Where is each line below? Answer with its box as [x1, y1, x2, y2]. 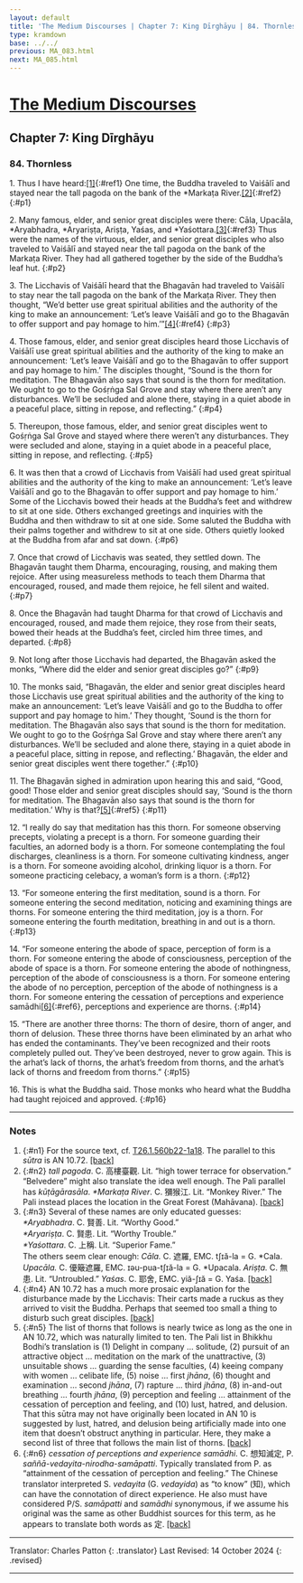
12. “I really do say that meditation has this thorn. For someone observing [9, 822, 281, 833]
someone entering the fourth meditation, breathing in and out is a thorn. [9, 916, 276, 927]
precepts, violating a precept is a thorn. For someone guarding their [9, 831, 261, 842]
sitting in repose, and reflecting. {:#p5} [9, 449, 153, 460]
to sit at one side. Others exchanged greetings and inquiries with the [9, 505, 263, 516]
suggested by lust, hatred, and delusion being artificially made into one [22, 1418, 287, 1429]
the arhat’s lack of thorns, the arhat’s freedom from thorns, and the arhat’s [9, 1057, 285, 1068]
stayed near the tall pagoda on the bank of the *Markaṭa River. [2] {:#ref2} [9, 187, 282, 198]
